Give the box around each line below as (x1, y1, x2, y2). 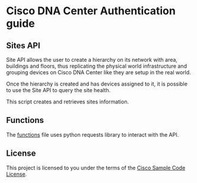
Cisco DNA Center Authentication (6, 4, 176, 18)
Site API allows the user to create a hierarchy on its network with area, (6, 56, 178, 63)
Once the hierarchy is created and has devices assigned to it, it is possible (6, 80, 188, 87)
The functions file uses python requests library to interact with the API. (6, 131, 179, 138)
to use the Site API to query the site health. (6, 87, 111, 93)
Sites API (6, 40, 40, 51)
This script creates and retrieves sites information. (6, 98, 129, 105)
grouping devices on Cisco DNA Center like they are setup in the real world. (6, 69, 191, 75)
